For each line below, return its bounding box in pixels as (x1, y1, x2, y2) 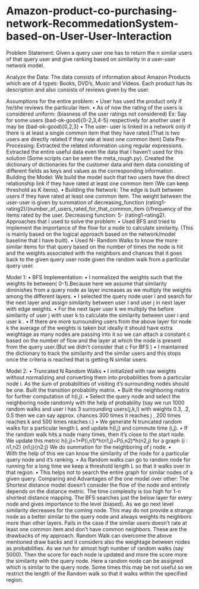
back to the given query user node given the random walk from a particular (6, 255, 190, 263)
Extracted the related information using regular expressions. (36, 142, 184, 149)
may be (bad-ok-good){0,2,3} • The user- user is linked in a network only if (6, 123, 191, 130)
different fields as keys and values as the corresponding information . (6, 167, 176, 174)
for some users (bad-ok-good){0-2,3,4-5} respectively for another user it (6, 116, 186, 123)
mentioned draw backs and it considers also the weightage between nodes (6, 538, 190, 546)
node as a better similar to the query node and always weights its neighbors (6, 513, 192, 520)
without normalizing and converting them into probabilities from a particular (6, 373, 191, 381)
